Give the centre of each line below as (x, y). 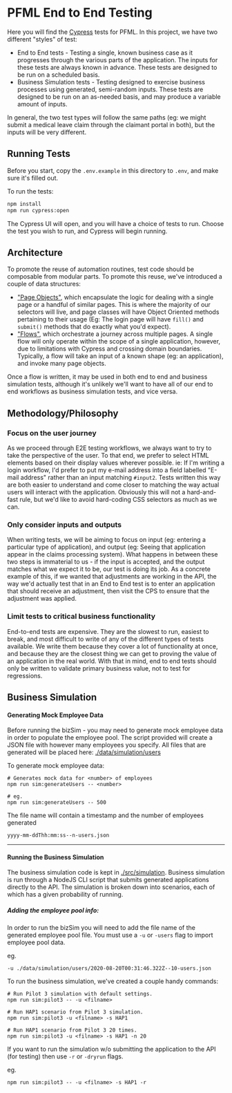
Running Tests (39, 154)
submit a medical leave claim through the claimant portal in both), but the (111, 124)
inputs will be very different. (47, 132)
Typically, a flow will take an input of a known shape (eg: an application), (120, 356)
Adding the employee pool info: (53, 910)
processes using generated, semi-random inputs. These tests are (110, 89)
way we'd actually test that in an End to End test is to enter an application (111, 584)
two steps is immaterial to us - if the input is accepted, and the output (106, 562)
